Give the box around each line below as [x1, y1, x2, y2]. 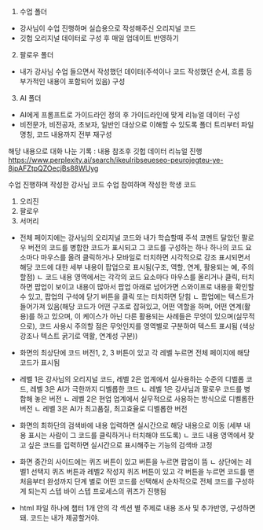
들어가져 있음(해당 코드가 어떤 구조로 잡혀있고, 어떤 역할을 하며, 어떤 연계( [19, 302, 245, 311]
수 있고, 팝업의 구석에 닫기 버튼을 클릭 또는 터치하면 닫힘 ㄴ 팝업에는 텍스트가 [19, 292, 254, 301]
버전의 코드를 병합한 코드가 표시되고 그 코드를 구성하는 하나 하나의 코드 [27, 243, 244, 252]
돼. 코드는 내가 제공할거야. [19, 513, 100, 522]
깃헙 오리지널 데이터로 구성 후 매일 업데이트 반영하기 [19, 34, 179, 42]
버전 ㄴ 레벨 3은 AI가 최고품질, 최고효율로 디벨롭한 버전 [19, 404, 188, 413]
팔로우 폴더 [19, 50, 54, 59]
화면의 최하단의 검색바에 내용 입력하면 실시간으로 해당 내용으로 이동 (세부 [19, 421, 243, 430]
